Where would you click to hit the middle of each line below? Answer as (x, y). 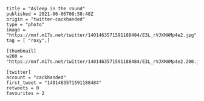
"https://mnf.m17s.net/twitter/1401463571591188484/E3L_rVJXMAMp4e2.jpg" (102, 35)
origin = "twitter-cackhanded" (46, 19)
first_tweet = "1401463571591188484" (54, 83)
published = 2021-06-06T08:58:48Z (50, 14)
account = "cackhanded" (36, 77)
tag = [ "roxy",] (28, 41)
